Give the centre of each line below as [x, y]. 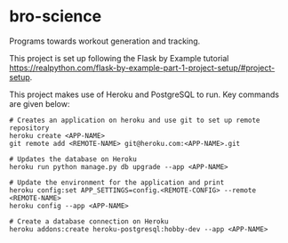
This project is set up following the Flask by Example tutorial [119, 58]
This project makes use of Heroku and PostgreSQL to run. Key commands [144, 94]
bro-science [56, 16]
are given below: [40, 103]
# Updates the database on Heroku [73, 159]
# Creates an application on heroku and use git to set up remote [135, 120]
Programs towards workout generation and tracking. [105, 41]
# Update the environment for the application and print [117, 182]
